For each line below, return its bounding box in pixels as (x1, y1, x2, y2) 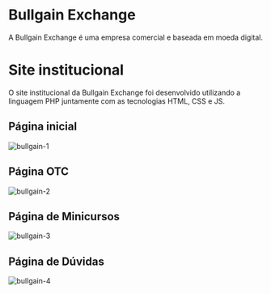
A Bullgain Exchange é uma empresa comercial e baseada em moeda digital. (8, 32, 263, 42)
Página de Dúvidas (8, 254, 105, 268)
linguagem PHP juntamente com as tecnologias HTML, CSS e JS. (8, 96, 225, 106)
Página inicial (8, 120, 78, 134)
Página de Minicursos (8, 209, 120, 224)
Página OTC (8, 164, 70, 179)
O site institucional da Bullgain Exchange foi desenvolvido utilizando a (8, 87, 241, 97)
